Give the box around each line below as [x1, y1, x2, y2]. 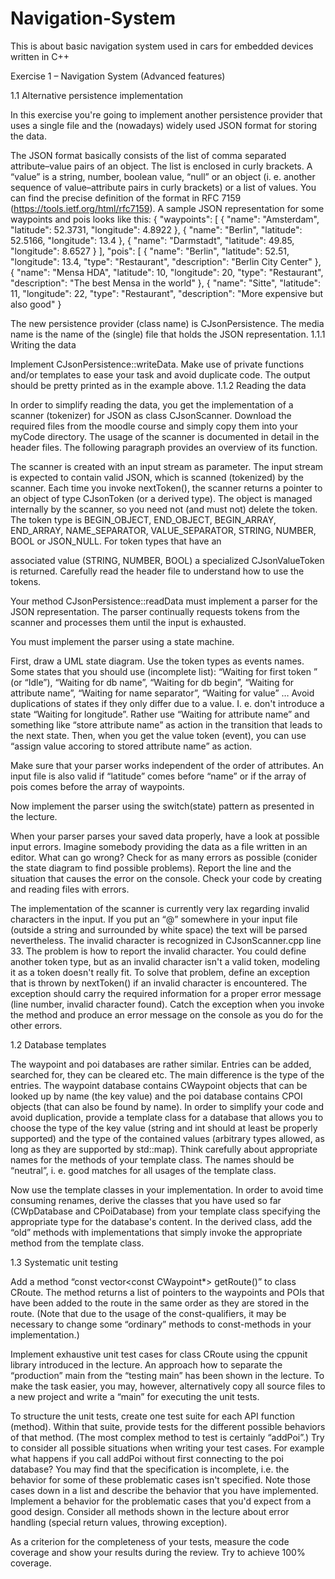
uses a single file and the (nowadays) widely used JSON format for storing [10, 119, 318, 131]
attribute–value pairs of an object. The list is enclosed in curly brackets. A [10, 160, 313, 172]
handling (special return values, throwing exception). [10, 1516, 228, 1528]
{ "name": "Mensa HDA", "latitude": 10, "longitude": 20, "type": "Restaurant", [10, 266, 324, 278]
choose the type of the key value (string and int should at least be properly [10, 1122, 318, 1134]
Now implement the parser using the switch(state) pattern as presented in [10, 800, 315, 812]
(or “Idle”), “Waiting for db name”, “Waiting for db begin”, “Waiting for [10, 676, 295, 688]
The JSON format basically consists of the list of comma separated [10, 149, 287, 161]
